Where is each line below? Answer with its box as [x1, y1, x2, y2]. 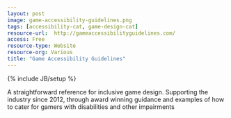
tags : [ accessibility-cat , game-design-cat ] [7, 23, 138, 30]
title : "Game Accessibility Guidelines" [7, 56, 127, 62]
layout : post [7, 10, 45, 17]
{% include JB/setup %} [7, 74, 77, 83]
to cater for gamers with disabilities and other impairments [7, 102, 175, 111]
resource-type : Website [7, 42, 77, 49]
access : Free [7, 36, 45, 43]
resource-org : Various [7, 49, 73, 56]
